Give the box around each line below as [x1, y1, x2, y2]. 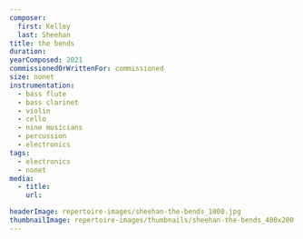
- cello [17, 115, 47, 124]
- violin [17, 106, 51, 115]
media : [9, 174, 34, 183]
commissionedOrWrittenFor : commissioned [9, 65, 165, 74]
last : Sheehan [17, 30, 71, 39]
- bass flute [17, 89, 67, 98]
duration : [9, 47, 47, 56]
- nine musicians [17, 124, 83, 133]
